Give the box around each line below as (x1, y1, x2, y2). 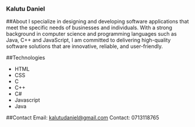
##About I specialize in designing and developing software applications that (6, 18, 189, 25)
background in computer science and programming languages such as (6, 30, 177, 37)
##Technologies (6, 54, 46, 61)
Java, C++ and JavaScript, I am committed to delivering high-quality (6, 37, 171, 44)
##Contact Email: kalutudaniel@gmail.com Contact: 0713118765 (6, 114, 159, 121)
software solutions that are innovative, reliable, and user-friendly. (6, 43, 163, 50)
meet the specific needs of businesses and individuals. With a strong (6, 24, 173, 31)
